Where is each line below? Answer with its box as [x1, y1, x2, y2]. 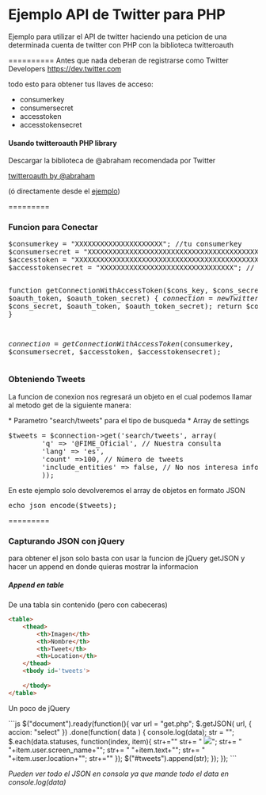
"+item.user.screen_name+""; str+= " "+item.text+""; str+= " [8, 745, 206, 755]
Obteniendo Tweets [8, 374, 85, 385]
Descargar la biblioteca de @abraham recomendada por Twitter [8, 156, 216, 166]
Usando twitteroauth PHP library [8, 138, 117, 147]
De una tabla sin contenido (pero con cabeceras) [8, 600, 168, 610]
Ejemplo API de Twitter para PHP [8, 6, 226, 24]
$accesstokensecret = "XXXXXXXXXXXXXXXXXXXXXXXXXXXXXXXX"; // [8, 263, 255, 273]
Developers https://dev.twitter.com [8, 63, 122, 73]
